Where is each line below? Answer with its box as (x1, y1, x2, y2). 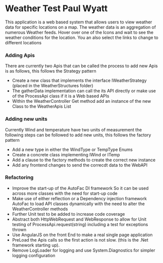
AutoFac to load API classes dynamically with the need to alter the (12, 201, 145, 207)
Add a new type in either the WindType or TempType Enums (12, 147, 133, 152)
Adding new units (5, 115, 48, 122)
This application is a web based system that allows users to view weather (5, 19, 152, 25)
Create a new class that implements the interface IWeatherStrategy (12, 77, 147, 83)
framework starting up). (12, 242, 60, 248)
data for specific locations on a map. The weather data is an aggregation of (5, 24, 156, 30)
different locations (5, 39, 42, 45)
